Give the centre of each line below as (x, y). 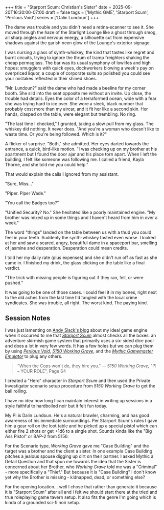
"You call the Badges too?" (32, 203)
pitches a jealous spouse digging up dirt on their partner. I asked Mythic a (79, 456)
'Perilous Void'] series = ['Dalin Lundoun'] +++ (52, 17)
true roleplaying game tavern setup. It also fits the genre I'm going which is (81, 497)
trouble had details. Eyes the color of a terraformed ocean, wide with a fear (81, 98)
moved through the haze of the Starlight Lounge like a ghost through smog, (81, 32)
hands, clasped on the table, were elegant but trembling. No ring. (71, 114)
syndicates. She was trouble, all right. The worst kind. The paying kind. (77, 303)
